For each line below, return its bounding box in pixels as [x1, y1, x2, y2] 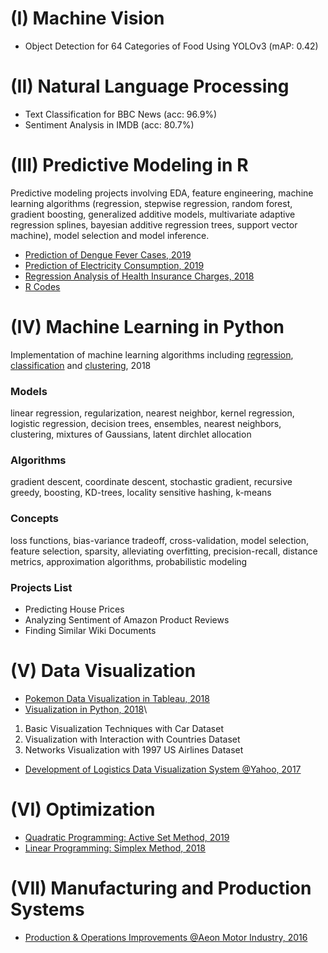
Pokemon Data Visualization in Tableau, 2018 [24, 692, 210, 704]
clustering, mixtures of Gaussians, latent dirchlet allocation [10, 428, 252, 441]
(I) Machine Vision [10, 7, 165, 30]
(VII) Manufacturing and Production [10, 877, 312, 899]
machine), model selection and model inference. [10, 229, 210, 241]
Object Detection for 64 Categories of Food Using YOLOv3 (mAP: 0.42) [24, 40, 319, 52]
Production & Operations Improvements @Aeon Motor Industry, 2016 [24, 931, 308, 943]
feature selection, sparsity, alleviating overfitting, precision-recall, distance [10, 545, 318, 557]
